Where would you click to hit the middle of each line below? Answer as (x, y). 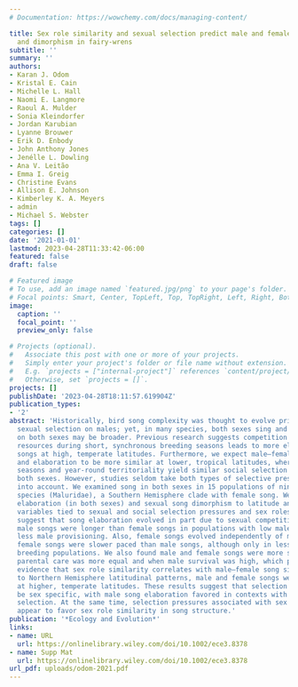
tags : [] (25, 223)
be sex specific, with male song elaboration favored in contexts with (153, 595)
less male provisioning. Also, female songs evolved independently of (150, 537)
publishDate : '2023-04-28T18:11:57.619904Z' (93, 396)
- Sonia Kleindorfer (47, 116)
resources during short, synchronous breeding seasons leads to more (148, 445)
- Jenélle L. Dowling (49, 157)
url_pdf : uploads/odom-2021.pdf (69, 669)
